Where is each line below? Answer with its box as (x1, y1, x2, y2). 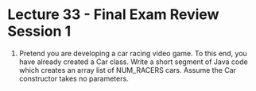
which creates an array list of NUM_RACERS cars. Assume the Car (18, 65, 236, 74)
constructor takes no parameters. (18, 74, 129, 83)
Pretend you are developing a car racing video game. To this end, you (18, 48, 247, 58)
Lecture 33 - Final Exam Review (7, 6, 219, 24)
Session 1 (7, 22, 72, 40)
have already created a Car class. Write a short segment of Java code (18, 57, 248, 66)
